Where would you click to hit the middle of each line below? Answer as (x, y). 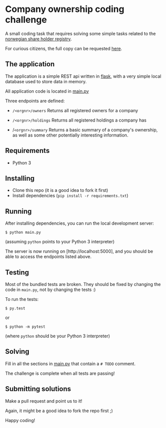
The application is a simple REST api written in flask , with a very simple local (83, 76)
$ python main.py (23, 233)
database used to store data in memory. (46, 81)
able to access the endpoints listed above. (48, 257)
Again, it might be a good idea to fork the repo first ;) (59, 411)
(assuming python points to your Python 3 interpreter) (60, 242)
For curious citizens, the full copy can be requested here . (64, 48)
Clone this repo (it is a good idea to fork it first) (60, 190)
